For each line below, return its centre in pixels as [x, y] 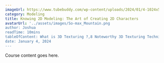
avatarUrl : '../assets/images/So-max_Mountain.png [58, 23]
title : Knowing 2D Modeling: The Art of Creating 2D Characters [72, 19]
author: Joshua [20, 28]
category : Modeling [25, 14]
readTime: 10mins [23, 32]
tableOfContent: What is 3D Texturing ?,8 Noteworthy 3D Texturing [75, 37]
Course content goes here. [32, 55]
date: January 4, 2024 [28, 42]
